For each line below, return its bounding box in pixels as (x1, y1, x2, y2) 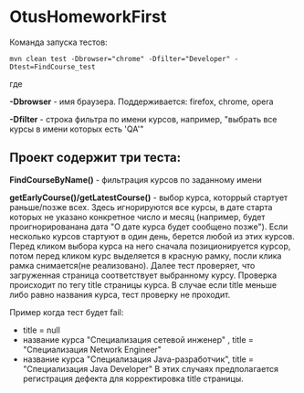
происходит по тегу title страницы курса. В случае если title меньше (9, 279, 277, 290)
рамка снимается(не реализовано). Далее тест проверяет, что (9, 260, 256, 271)
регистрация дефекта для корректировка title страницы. (22, 373, 244, 384)
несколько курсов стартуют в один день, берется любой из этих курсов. (9, 230, 295, 241)
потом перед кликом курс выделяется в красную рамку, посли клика (9, 250, 282, 261)
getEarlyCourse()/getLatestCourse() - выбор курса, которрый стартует (9, 192, 288, 203)
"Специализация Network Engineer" (22, 344, 162, 355)
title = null (22, 324, 61, 335)
